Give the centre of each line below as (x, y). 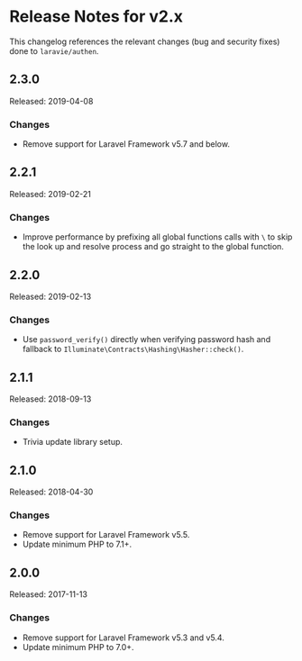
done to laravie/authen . (54, 50)
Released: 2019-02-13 (50, 296)
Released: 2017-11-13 (49, 594)
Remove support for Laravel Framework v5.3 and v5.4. (124, 638)
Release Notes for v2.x (96, 17)
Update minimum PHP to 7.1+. (77, 544)
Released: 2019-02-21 (50, 194)
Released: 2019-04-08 (51, 101)
